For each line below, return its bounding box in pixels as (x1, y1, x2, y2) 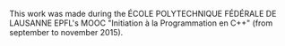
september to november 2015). (9, 27, 124, 37)
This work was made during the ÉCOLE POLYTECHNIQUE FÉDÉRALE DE (9, 9, 277, 19)
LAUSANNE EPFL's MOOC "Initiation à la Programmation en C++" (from (9, 18, 273, 28)
